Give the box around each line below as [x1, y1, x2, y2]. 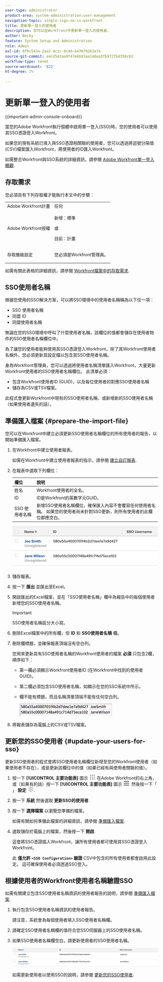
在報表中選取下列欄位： [12, 468, 59, 474]
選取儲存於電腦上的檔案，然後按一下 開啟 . [12, 828, 96, 834]
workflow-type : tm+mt [5, 59, 49, 64]
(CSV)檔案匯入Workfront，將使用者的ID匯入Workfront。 [5, 146, 117, 152]
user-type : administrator [5, 8, 57, 13]
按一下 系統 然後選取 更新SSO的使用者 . [12, 797, 90, 803]
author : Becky [5, 33, 34, 38]
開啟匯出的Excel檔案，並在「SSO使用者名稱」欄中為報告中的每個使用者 [12, 594, 155, 600]
